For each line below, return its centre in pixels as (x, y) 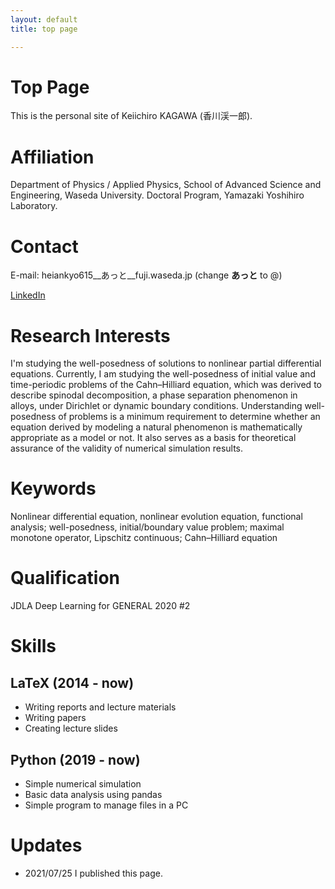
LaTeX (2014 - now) (72, 682)
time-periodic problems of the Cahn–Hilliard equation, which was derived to (166, 385)
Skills (33, 646)
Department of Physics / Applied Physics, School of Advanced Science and (166, 185)
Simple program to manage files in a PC (106, 805)
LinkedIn (28, 295)
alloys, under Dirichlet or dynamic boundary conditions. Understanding (156, 406)
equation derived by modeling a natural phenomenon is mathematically (156, 427)
